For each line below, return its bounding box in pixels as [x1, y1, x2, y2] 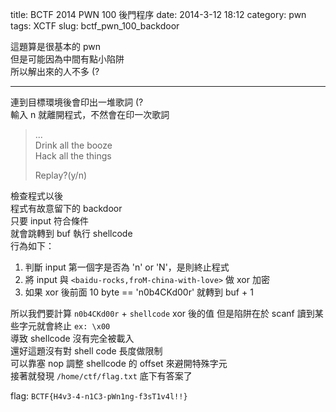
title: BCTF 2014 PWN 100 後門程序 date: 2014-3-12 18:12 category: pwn [10, 9, 307, 20]
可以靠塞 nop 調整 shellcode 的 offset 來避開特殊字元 [10, 358, 228, 369]
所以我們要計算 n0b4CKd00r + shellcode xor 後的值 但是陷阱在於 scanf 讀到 [10, 308, 315, 319]
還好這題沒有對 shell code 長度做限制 [10, 345, 163, 357]
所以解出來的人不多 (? [10, 66, 100, 77]
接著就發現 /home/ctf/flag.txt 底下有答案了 [10, 370, 193, 382]
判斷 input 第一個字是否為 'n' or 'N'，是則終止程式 [24, 261, 230, 273]
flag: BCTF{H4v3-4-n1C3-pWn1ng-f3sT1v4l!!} [10, 390, 188, 402]
